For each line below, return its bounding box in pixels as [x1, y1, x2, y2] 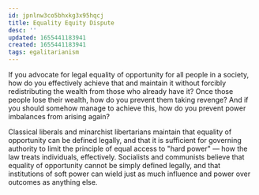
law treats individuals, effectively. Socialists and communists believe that [8, 152, 245, 162]
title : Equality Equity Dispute [8, 19, 114, 27]
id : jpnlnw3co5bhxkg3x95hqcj [8, 11, 104, 20]
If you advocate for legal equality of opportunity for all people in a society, [8, 70, 250, 79]
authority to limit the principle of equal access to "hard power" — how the [8, 144, 248, 153]
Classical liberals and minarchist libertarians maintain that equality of [8, 127, 232, 137]
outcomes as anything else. [8, 178, 98, 186]
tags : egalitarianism [8, 48, 80, 56]
